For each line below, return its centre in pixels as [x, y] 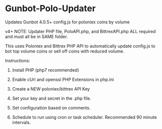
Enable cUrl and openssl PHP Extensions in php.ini [63, 79]
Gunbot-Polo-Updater [51, 9]
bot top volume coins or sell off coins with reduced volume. [65, 51]
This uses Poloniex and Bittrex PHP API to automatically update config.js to [80, 46]
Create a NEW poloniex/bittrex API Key [51, 89]
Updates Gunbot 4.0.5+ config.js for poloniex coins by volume [68, 22]
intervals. [21, 122]
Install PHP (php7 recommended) [46, 70]
